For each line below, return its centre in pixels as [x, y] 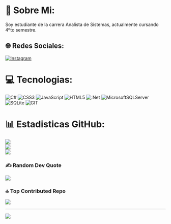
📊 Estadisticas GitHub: [55, 124]
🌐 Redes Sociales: [35, 46]
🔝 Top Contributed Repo [36, 191]
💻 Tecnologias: [39, 80]
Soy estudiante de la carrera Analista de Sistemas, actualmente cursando [82, 24]
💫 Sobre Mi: [30, 10]
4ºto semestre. [21, 30]
